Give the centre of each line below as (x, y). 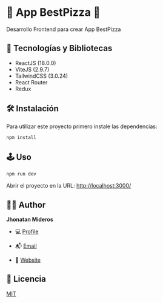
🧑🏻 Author (26, 205)
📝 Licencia (26, 279)
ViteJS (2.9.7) (32, 69)
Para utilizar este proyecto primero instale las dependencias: (82, 126)
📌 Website (28, 260)
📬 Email (26, 246)
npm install (21, 137)
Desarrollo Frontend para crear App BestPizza (64, 29)
